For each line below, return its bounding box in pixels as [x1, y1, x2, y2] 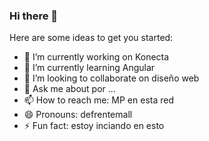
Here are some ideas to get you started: [9, 32, 174, 44]
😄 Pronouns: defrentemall [23, 109, 133, 121]
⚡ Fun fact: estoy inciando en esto [23, 120, 165, 132]
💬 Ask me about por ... [23, 83, 116, 95]
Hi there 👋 [9, 9, 59, 23]
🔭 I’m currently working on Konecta [23, 51, 170, 63]
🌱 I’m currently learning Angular [23, 62, 156, 74]
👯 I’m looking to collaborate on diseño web [23, 72, 200, 84]
